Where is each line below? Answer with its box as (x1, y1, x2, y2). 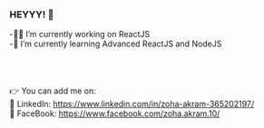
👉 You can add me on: (9, 85, 97, 96)
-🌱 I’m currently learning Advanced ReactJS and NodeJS (9, 38, 222, 49)
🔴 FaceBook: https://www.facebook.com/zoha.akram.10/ (9, 108, 220, 119)
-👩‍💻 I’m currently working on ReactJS (9, 29, 151, 40)
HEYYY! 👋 (9, 8, 54, 21)
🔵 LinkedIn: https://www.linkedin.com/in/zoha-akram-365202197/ (9, 99, 255, 110)
